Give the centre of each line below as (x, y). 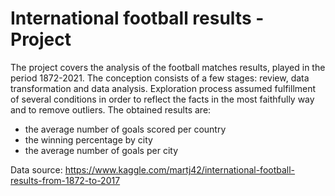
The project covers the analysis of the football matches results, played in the (168, 67)
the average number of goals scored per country (125, 129)
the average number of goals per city (101, 150)
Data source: (36, 169)
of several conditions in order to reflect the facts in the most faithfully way (162, 99)
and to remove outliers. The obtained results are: (111, 109)
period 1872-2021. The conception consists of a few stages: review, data (160, 78)
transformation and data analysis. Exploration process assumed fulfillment (163, 88)
